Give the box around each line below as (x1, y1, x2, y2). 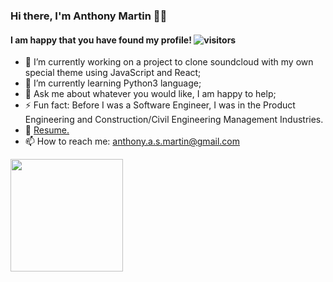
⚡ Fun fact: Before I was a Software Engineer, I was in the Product (24, 99, 296, 111)
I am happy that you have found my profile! (10, 34, 192, 46)
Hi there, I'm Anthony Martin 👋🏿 (10, 9, 168, 23)
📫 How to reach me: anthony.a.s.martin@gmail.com (24, 135, 240, 148)
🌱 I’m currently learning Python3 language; (24, 77, 202, 89)
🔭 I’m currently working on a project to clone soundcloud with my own (24, 56, 314, 68)
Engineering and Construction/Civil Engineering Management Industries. (24, 114, 324, 126)
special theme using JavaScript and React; (24, 67, 202, 79)
